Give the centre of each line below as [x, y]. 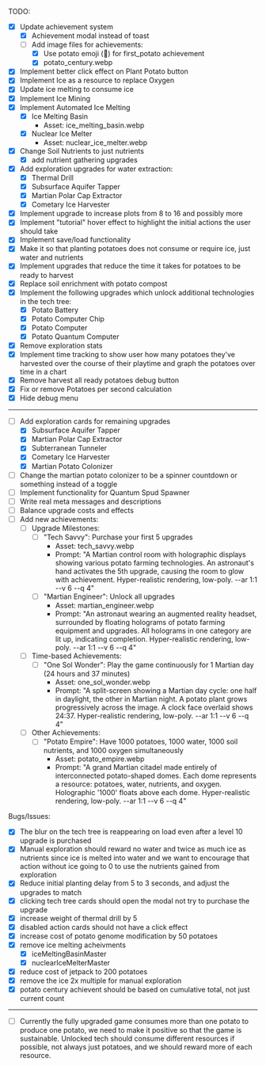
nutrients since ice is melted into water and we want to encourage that [135, 858]
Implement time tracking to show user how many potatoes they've [127, 354]
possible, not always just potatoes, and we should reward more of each [136, 1047]
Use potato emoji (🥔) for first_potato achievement [124, 54]
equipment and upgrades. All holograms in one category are [153, 631]
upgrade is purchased [55, 841]
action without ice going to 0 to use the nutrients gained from [120, 866]
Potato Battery [55, 310]
